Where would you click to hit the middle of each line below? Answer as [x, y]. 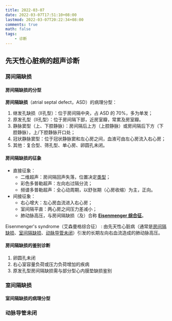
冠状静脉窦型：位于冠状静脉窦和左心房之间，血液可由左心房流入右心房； [89, 139]
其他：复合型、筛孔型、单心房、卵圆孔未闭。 [60, 145]
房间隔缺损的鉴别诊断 [28, 246]
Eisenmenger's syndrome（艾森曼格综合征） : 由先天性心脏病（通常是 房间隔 [86, 226]
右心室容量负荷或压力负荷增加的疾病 [51, 264]
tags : [11, 34]
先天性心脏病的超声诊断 [42, 61]
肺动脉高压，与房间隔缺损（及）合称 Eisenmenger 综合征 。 [83, 215]
